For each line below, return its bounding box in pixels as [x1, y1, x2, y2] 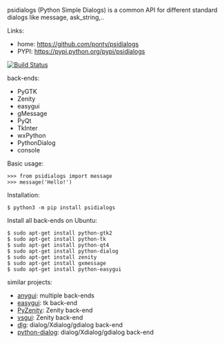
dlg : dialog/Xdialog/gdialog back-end [17, 321, 123, 329]
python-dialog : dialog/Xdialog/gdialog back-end [17, 328, 154, 336]
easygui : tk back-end [17, 299, 78, 306]
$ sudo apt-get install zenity [7, 254, 97, 261]
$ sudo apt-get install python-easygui [7, 266, 122, 273]
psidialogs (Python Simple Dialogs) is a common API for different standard [7, 6, 218, 14]
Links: [7, 27, 24, 35]
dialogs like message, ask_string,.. [7, 13, 105, 21]
